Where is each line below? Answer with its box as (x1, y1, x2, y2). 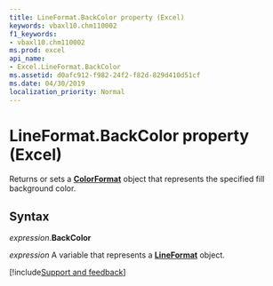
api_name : (9, 54, 46, 63)
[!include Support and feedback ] (9, 267, 126, 278)
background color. (9, 183, 76, 194)
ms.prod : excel (9, 46, 66, 55)
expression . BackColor (9, 233, 92, 243)
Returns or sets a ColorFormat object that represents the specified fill (9, 174, 265, 185)
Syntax (9, 209, 50, 224)
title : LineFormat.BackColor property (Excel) (9, 12, 185, 22)
